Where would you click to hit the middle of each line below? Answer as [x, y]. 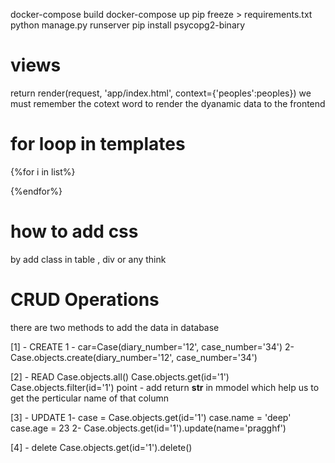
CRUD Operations [85, 300]
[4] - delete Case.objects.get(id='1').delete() [101, 447]
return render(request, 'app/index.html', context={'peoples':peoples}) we [161, 93]
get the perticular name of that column [89, 398]
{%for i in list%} [43, 171]
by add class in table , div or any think [88, 259]
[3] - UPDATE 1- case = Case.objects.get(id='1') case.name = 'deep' [151, 417]
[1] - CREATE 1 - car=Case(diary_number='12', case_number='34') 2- [152, 346]
